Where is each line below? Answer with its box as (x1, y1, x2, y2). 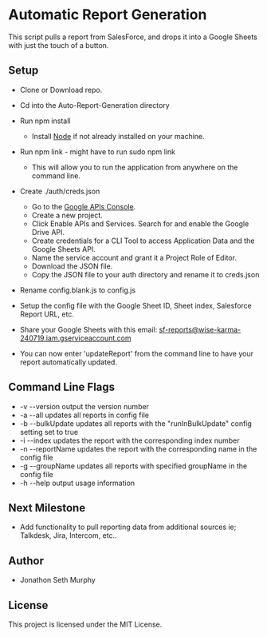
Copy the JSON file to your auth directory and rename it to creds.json (31, 269, 260, 279)
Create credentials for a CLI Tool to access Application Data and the (31, 236, 255, 245)
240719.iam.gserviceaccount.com (19, 333, 132, 343)
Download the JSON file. (31, 261, 113, 271)
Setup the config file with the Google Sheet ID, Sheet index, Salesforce (19, 301, 253, 310)
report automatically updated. (19, 357, 118, 367)
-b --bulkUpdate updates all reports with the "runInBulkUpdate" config (19, 418, 253, 428)
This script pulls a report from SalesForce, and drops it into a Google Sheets (8, 32, 257, 42)
